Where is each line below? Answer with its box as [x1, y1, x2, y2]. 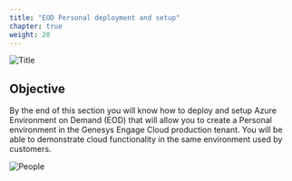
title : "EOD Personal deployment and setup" [9, 13, 180, 23]
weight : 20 [9, 30, 51, 39]
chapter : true [9, 22, 63, 31]
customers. [9, 144, 52, 155]
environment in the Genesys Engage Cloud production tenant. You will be [9, 124, 283, 136]
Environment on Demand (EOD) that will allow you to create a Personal [9, 115, 272, 126]
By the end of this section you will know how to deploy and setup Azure [9, 105, 277, 116]
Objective [9, 81, 66, 96]
